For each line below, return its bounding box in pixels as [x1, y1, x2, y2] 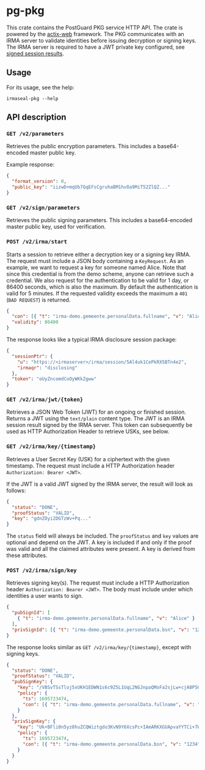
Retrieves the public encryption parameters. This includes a [6, 143, 156, 150]
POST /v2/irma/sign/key [6, 567, 77, 574]
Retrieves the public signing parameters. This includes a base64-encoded [6, 217, 193, 224]
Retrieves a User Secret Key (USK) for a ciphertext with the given [6, 455, 170, 462]
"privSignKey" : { [12, 718, 56, 725]
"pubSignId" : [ [12, 610, 51, 616]
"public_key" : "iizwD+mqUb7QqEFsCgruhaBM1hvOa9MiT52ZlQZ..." [12, 184, 171, 190]
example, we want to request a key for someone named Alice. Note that [6, 264, 186, 271]
